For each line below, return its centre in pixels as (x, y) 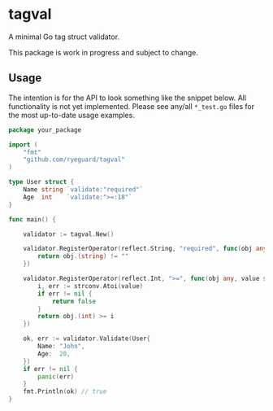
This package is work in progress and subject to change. (104, 52)
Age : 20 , (54, 354)
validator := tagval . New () (69, 234)
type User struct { (41, 182)
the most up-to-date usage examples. (72, 115)
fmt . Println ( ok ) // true (65, 391)
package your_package (45, 130)
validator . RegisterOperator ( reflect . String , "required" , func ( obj (138, 249)
